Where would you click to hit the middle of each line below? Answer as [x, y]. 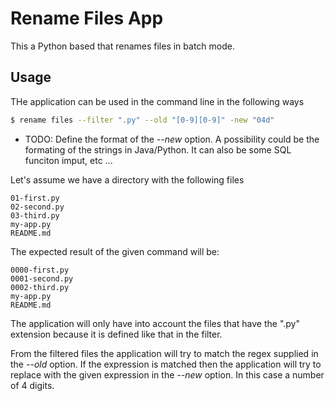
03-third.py [35, 215]
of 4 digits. [32, 385]
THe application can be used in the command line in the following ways [157, 101]
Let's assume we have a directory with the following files [127, 179]
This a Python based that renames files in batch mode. [122, 46]
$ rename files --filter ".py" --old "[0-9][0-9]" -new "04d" [142, 120]
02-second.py [37, 207]
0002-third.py [40, 287]
